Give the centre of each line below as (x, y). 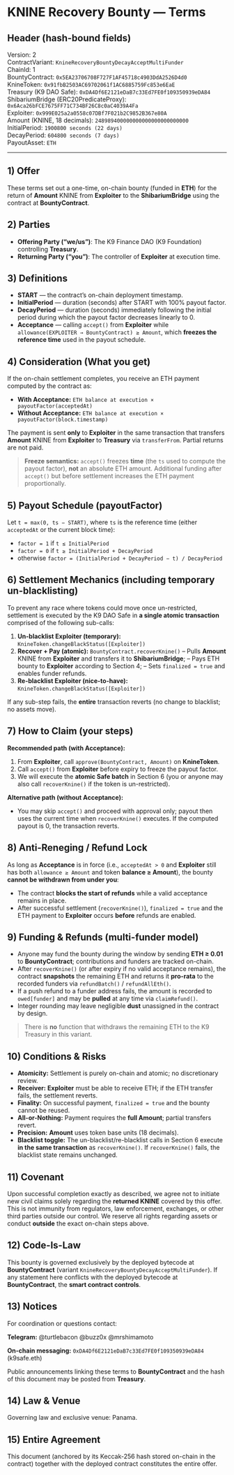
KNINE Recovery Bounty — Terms (107, 12)
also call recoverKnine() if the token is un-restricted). (94, 784)
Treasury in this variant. (58, 1035)
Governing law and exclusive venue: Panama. (72, 1418)
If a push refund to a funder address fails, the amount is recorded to (115, 991)
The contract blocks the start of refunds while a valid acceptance (112, 893)
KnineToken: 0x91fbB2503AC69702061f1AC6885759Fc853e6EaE (91, 84)
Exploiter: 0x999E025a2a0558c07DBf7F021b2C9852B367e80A (87, 113)
